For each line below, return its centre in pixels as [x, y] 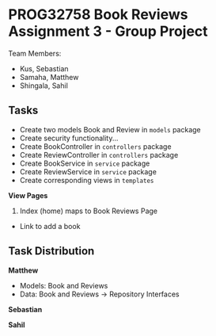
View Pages [28, 195]
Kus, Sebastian [44, 68]
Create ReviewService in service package [88, 171]
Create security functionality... [69, 138]
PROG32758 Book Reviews [98, 15]
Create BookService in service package [85, 163]
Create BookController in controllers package [95, 146]
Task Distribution [51, 251]
